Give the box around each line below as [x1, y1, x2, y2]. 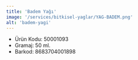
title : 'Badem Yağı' [6, 8, 57, 15]
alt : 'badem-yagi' [6, 19, 51, 25]
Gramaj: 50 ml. [14, 42, 51, 49]
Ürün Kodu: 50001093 [14, 36, 69, 43]
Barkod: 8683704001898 [14, 48, 76, 55]
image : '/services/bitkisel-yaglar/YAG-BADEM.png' [6, 14, 133, 20]
